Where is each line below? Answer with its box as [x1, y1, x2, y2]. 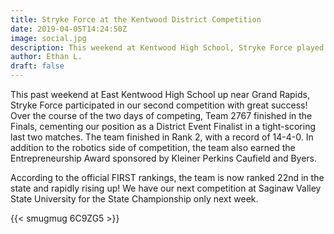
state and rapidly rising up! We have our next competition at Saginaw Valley [10, 182, 322, 194]
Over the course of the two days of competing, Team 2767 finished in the [10, 110, 313, 121]
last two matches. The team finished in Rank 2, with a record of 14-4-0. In [10, 131, 314, 143]
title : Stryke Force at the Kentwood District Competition [10, 14, 262, 25]
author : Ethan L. [10, 52, 83, 62]
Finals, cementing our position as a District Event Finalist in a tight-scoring [10, 121, 316, 132]
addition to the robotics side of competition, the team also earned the [10, 142, 296, 153]
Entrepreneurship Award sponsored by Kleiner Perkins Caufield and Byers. [10, 152, 318, 164]
